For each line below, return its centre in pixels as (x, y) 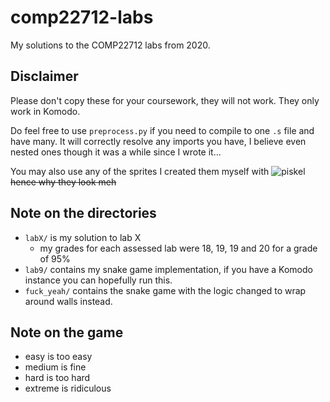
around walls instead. (68, 301)
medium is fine (55, 367)
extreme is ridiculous (68, 388)
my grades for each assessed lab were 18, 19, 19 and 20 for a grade (178, 248)
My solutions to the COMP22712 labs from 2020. (110, 45)
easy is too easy (58, 357)
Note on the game (67, 332)
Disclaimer (44, 76)
